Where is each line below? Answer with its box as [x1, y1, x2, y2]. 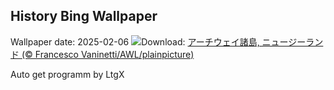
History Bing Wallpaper [10, 8, 158, 25]
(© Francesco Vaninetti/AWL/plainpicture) [21, 48, 195, 60]
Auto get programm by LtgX [10, 68, 125, 80]
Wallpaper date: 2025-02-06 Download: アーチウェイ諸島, [10, 35, 260, 48]
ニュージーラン [261, 35, 324, 48]
